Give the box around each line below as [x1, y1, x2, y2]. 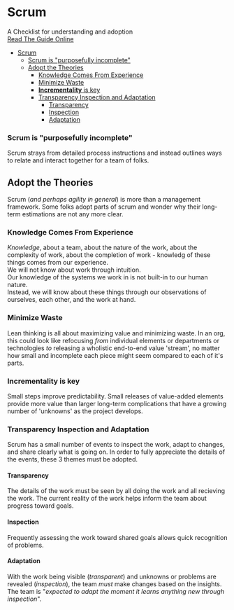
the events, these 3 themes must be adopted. [7, 455, 138, 464]
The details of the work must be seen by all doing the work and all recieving [7, 487, 226, 495]
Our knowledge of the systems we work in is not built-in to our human [7, 273, 208, 282]
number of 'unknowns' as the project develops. [7, 407, 143, 415]
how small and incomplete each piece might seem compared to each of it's [7, 351, 224, 359]
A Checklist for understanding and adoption [7, 27, 133, 36]
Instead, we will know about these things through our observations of [7, 288, 207, 296]
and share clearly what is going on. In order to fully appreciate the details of [7, 448, 226, 456]
